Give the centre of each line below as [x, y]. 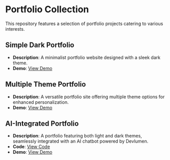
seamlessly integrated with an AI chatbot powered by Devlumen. [80, 141]
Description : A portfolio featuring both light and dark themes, [77, 136]
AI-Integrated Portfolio [42, 123]
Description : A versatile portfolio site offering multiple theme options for [89, 97]
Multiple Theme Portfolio [46, 85]
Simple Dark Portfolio [40, 45]
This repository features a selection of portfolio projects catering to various [84, 24]
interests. [15, 29]
